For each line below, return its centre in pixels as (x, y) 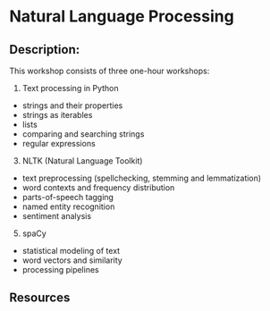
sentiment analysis (57, 216)
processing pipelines (61, 269)
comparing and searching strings (83, 134)
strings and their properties (72, 105)
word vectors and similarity (72, 260)
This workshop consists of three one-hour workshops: (110, 71)
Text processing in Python (70, 88)
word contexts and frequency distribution (98, 188)
